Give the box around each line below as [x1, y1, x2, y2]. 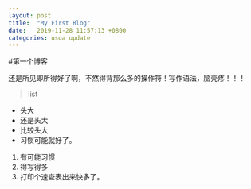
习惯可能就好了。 [19, 136, 76, 145]
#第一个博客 [8, 56, 48, 66]
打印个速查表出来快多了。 [19, 172, 104, 182]
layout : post [8, 11, 52, 20]
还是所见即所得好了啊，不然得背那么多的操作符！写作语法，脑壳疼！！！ [8, 73, 245, 83]
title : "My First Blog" [8, 19, 91, 27]
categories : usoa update [8, 33, 91, 42]
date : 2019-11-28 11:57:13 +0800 [8, 26, 127, 34]
